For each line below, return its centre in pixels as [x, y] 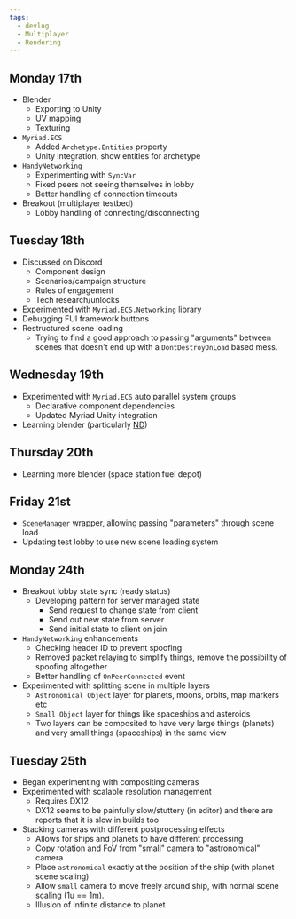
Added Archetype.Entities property [101, 147]
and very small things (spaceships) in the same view [131, 733]
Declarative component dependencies [105, 406]
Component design [70, 271]
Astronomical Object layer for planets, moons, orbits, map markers [157, 695]
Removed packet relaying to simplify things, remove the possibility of [161, 657]
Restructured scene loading [73, 328]
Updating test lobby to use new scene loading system [120, 542]
